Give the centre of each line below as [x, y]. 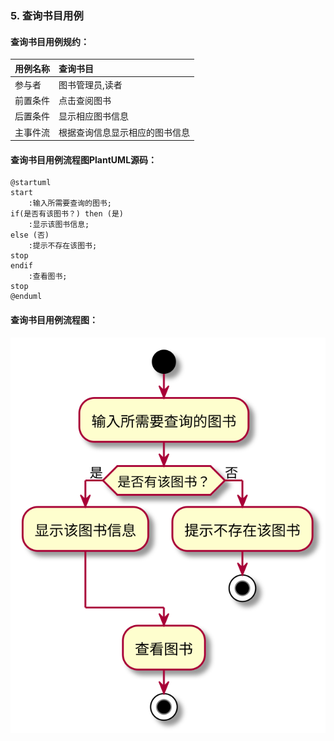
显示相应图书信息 [93, 116]
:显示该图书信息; [59, 225]
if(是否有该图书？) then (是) [67, 214]
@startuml [31, 183]
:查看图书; [48, 277]
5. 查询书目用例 [47, 15]
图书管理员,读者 [90, 84]
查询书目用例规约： [50, 41]
